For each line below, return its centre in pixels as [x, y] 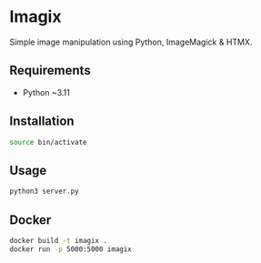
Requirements [50, 71]
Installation [42, 121]
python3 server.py [44, 192]
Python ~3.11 [46, 92]
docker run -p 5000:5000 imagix [70, 249]
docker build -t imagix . [58, 240]
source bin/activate [49, 142]
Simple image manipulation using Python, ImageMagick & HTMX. [131, 42]
